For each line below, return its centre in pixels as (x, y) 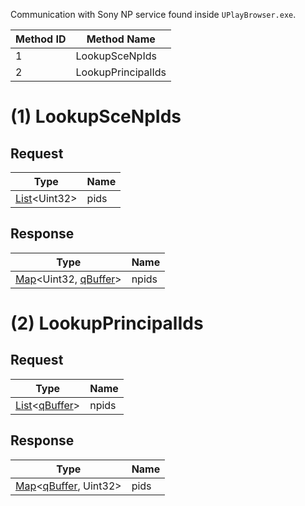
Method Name (121, 39)
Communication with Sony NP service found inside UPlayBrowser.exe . (153, 14)
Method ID (41, 39)
